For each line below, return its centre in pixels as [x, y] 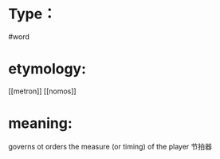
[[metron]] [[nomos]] [43, 91]
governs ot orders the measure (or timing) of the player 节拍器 [110, 146]
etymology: [47, 69]
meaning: [41, 123]
